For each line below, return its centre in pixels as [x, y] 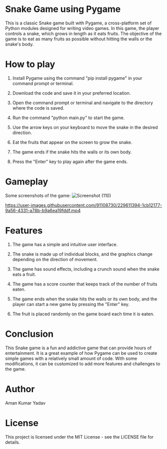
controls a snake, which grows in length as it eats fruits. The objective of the [83, 33]
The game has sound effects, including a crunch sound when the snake [86, 269]
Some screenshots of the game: [38, 195]
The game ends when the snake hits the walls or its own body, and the [85, 299]
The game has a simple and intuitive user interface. [65, 244]
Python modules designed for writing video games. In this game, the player [82, 28]
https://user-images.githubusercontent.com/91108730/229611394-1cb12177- [84, 205]
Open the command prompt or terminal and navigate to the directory [83, 103]
